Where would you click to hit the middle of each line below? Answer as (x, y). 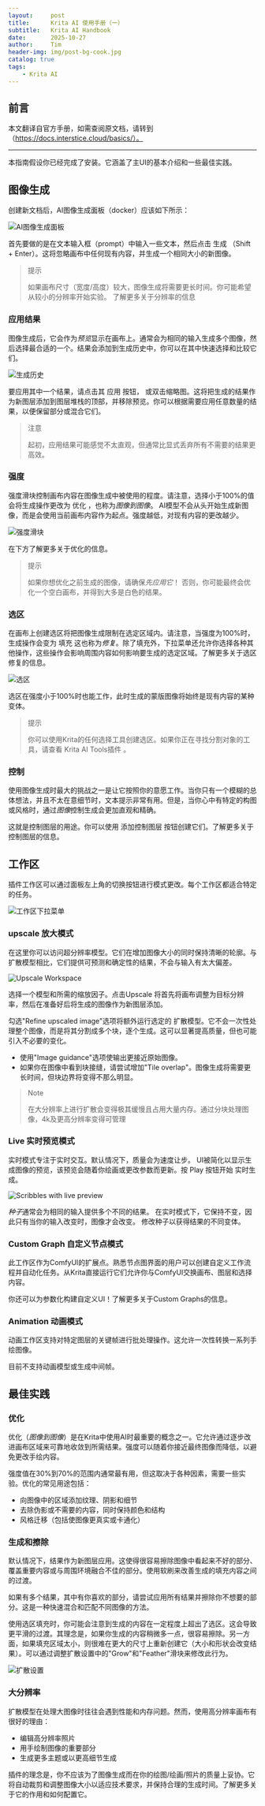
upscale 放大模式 (41, 934)
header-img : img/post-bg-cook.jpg (65, 52)
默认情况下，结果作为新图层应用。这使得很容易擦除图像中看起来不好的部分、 (132, 1561)
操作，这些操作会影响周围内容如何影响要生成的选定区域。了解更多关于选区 (136, 653)
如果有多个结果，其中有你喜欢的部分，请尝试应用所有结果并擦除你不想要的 (129, 1597)
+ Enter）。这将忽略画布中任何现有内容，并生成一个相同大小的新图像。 (122, 254)
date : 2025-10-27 (47, 37)
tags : (17, 67)
